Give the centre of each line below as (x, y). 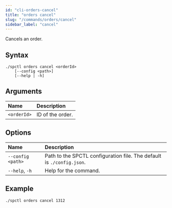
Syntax (17, 55)
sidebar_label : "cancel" (32, 24)
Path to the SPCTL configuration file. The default (103, 156)
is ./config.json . (65, 162)
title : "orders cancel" (31, 15)
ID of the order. (55, 114)
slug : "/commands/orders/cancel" (41, 19)
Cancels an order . (24, 39)
